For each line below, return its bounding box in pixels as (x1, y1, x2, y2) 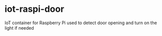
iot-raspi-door (4, 3, 65, 15)
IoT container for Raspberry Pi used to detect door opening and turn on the (4, 20, 158, 26)
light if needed (4, 25, 34, 31)
